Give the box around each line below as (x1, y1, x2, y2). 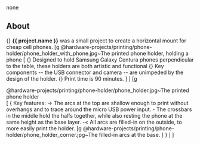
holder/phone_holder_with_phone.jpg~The (6, 50, 110, 57)
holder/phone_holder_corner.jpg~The (6, 131, 98, 138)
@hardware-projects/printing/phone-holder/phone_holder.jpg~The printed (6, 87, 189, 94)
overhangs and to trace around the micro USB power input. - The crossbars (6, 106, 192, 113)
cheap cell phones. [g (6, 43, 60, 50)
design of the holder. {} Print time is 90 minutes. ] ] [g (6, 75, 137, 82)
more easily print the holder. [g (6, 124, 82, 132)
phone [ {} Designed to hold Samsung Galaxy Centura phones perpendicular (6, 56, 194, 63)
